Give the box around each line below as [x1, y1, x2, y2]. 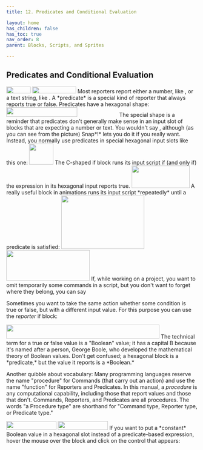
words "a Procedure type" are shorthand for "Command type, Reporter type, [6, 402, 198, 409]
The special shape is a [119, 111, 175, 118]
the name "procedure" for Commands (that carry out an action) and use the [6, 377, 195, 384]
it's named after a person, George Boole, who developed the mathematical [6, 346, 192, 353]
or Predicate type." [6, 409, 53, 416]
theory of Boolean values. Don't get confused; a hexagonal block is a [6, 352, 179, 359]
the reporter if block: [6, 313, 58, 320]
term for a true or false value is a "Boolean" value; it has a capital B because [6, 339, 196, 346]
